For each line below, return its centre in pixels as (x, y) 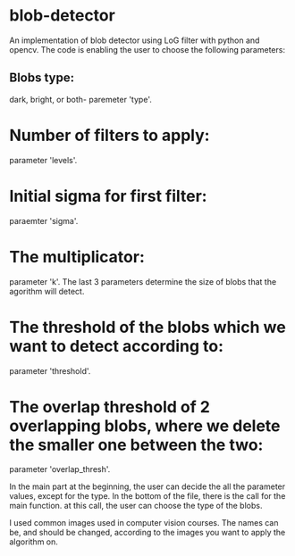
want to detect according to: (117, 346)
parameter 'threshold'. (50, 370)
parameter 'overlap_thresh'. (60, 469)
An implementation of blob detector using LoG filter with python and (135, 40)
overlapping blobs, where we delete (145, 426)
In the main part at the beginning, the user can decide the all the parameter (147, 486)
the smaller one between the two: (136, 445)
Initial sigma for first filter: (108, 196)
